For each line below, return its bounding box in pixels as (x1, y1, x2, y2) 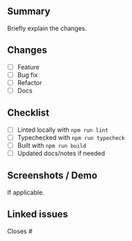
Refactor (17, 78, 42, 86)
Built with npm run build (17, 141, 87, 149)
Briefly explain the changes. (7, 24, 88, 32)
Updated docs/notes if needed (17, 149, 106, 157)
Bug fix (17, 70, 38, 79)
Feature (17, 63, 40, 71)
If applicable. (7, 188, 44, 196)
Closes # (7, 226, 33, 235)
